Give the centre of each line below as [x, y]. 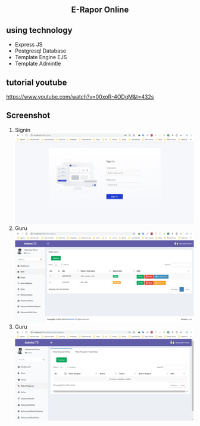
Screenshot [28, 116]
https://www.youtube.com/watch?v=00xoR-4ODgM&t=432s [80, 97]
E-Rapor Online [100, 10]
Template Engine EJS [41, 57]
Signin [23, 130]
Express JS [29, 45]
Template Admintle [38, 64]
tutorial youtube [37, 82]
